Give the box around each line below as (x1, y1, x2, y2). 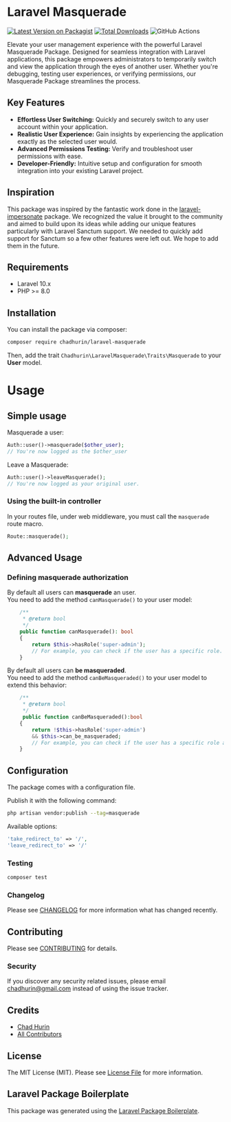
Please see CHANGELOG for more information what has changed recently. (7, 906, 218, 914)
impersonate (7, 212, 43, 221)
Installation (7, 307, 56, 319)
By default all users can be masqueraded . (7, 666, 126, 674)
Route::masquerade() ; (7, 532, 69, 540)
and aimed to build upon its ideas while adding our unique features (7, 219, 196, 228)
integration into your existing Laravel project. (16, 166, 144, 174)
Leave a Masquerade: (7, 460, 69, 469)
